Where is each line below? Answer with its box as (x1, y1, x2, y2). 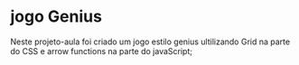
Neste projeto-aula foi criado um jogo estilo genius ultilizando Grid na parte (10, 36, 291, 47)
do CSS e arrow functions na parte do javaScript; (10, 45, 193, 56)
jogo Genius (10, 6, 103, 27)
